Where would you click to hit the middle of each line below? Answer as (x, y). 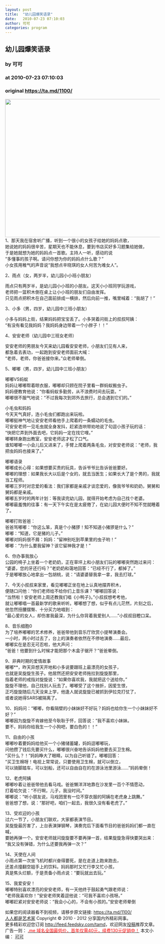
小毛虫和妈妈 (18, 408)
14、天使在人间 (20, 854)
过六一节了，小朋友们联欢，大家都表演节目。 (50, 819)
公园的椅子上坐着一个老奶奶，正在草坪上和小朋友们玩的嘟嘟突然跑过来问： (80, 562)
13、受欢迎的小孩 (23, 813)
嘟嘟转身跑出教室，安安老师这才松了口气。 (48, 439)
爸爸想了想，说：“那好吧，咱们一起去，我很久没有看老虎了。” (66, 803)
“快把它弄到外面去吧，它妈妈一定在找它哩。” (49, 432)
